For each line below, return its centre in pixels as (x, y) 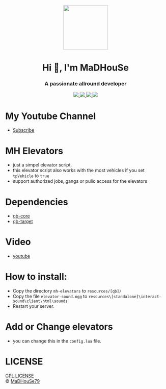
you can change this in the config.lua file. (57, 341)
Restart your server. (33, 306)
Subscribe (23, 130)
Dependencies (37, 202)
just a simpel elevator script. (42, 165)
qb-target (23, 222)
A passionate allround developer (86, 84)
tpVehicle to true (31, 176)
